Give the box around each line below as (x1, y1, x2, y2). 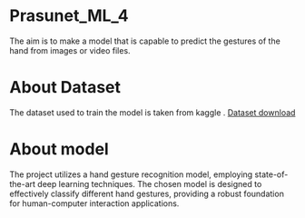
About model (9, 139, 109, 160)
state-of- (254, 169, 289, 180)
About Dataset (9, 77, 121, 98)
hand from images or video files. (9, 45, 131, 55)
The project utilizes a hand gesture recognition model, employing (9, 169, 253, 180)
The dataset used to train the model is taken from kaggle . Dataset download (9, 106, 296, 118)
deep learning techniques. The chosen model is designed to (37, 178, 262, 189)
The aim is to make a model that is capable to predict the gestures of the (9, 35, 281, 46)
